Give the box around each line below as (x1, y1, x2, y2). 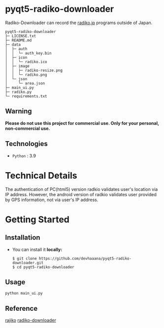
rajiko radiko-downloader (5, 317, 57, 323)
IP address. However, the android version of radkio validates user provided (5, 191, 157, 197)
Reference (5, 304, 38, 313)
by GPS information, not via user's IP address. (5, 197, 98, 203)
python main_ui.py (5, 291, 43, 296)
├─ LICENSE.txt (5, 33, 36, 38)
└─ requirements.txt (5, 93, 48, 99)
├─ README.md (5, 38, 32, 43)
